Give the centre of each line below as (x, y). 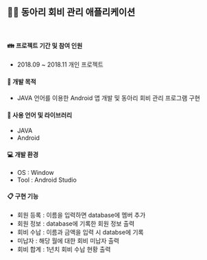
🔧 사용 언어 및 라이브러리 (40, 115)
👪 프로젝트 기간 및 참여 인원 (45, 46)
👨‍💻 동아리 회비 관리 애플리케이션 (71, 12)
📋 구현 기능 (23, 196)
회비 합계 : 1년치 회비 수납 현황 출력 (64, 249)
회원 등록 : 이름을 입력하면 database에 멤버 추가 (81, 215)
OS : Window (36, 172)
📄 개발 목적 (22, 82)
